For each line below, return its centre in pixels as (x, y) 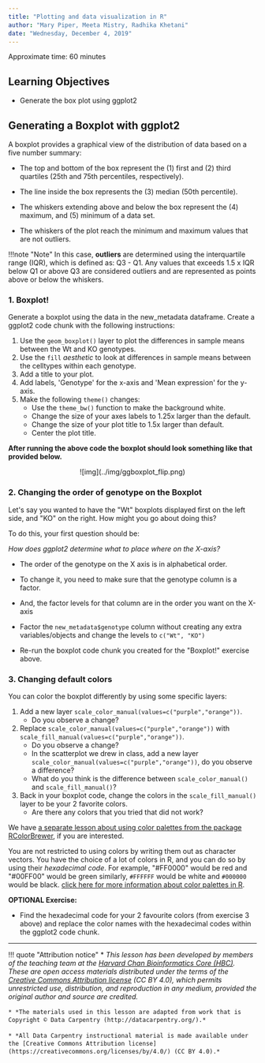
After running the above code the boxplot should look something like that (131, 448)
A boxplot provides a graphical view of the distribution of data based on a (127, 144)
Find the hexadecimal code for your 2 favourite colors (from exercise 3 (134, 915)
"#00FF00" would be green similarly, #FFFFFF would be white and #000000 (127, 876)
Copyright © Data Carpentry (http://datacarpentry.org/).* (107, 1020)
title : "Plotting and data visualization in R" (88, 17)
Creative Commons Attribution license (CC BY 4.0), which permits (115, 979)
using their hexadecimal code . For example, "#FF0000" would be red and (128, 867)
